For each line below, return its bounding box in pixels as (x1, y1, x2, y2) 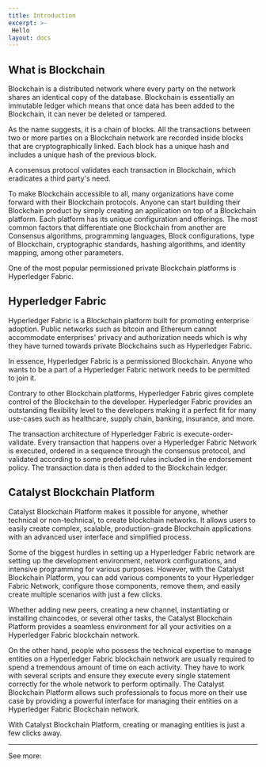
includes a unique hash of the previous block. (8, 150, 157, 159)
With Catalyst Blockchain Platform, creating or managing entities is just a (8, 719, 245, 729)
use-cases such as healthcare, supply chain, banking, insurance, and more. (8, 414, 256, 423)
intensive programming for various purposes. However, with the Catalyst (8, 564, 245, 574)
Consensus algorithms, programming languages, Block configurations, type (8, 231, 255, 241)
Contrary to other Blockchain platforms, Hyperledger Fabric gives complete (8, 388, 254, 398)
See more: (8, 750, 42, 761)
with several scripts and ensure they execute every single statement (8, 670, 231, 680)
